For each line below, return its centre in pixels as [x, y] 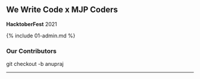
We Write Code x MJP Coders [62, 10]
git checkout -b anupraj [35, 64]
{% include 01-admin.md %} [41, 36]
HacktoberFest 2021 [32, 24]
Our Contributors [31, 51]
